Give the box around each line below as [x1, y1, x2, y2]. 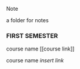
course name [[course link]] [6, 45, 75, 53]
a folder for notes [6, 17, 49, 23]
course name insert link [6, 57, 64, 64]
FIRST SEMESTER [6, 31, 59, 40]
